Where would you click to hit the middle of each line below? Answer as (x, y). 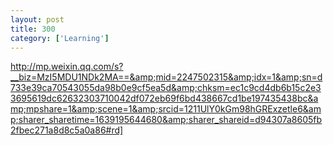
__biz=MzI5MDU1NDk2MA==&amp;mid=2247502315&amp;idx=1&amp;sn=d (166, 77)
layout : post (37, 19)
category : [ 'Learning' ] (60, 38)
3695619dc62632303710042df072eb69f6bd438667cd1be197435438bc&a (164, 98)
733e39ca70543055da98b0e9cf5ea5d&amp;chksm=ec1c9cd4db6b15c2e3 (166, 88)
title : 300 (33, 29)
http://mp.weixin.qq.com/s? (67, 67)
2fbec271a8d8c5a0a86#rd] (67, 130)
